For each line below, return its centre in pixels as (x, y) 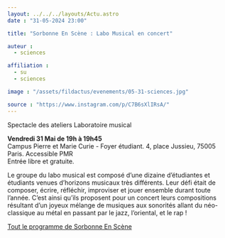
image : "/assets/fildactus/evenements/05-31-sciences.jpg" (98, 92)
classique (21, 212)
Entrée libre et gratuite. (41, 161)
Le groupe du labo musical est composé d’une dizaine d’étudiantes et (109, 175)
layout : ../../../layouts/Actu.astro (63, 14)
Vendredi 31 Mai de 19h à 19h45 (55, 139)
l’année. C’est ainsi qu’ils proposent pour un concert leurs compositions (112, 198)
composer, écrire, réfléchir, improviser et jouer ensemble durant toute (109, 190)
